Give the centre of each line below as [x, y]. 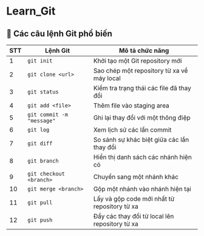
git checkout [46, 174]
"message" [41, 120]
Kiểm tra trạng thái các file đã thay [142, 88]
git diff [40, 143]
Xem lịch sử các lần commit [132, 130]
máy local [107, 78]
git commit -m [48, 114]
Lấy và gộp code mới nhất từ [134, 199]
